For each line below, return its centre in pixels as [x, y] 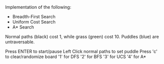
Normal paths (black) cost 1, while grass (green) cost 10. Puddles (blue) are [82, 37]
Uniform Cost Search [34, 22]
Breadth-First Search [34, 16]
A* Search [23, 27]
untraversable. [20, 42]
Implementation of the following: [38, 7]
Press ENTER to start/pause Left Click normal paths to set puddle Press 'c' [81, 51]
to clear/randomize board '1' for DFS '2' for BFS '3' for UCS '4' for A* [76, 57]
